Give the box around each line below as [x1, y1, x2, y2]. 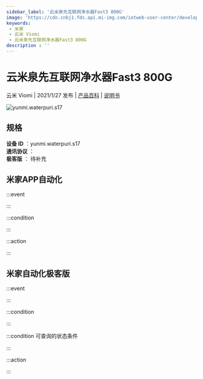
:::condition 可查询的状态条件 [6, 332, 79, 340]
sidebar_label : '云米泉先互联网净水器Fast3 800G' [6, 8, 125, 15]
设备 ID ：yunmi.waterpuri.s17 [6, 140, 80, 147]
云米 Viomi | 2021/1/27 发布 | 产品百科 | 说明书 [6, 91, 120, 99]
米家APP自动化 [6, 175, 62, 185]
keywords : [6, 20, 31, 26]
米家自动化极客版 [6, 268, 70, 279]
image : [6, 15, 23, 21]
